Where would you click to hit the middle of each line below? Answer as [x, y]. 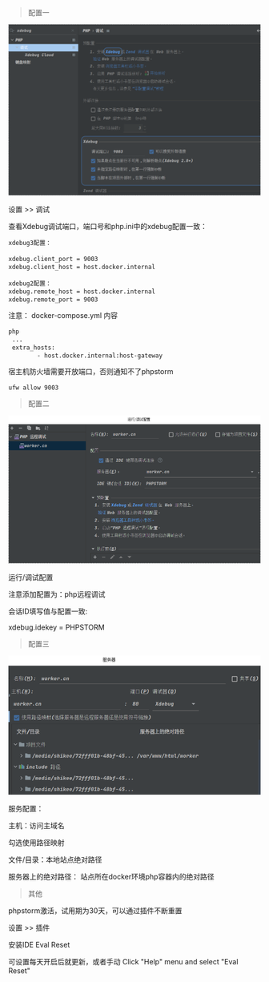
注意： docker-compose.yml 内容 [63, 316]
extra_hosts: [34, 348]
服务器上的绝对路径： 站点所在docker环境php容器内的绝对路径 [111, 876]
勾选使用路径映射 [36, 842]
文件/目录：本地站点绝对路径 [55, 859]
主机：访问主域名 [36, 825]
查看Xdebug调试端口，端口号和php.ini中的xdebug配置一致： [108, 227]
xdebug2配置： [30, 284]
